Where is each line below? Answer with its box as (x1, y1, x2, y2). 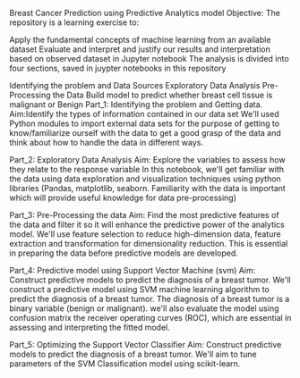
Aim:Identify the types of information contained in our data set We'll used (9, 109, 279, 119)
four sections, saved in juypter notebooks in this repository (9, 63, 227, 73)
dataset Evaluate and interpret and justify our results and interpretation (9, 44, 270, 55)
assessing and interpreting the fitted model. (9, 322, 170, 332)
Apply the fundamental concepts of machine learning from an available (9, 35, 271, 45)
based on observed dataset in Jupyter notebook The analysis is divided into (9, 54, 289, 63)
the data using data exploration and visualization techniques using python (9, 173, 282, 184)
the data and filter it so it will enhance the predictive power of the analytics (9, 219, 285, 230)
